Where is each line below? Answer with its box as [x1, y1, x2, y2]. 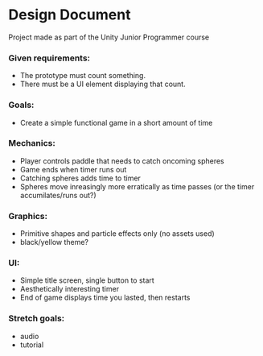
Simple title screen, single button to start [19, 275, 154, 285]
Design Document [8, 6, 131, 24]
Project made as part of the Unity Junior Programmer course [8, 32, 210, 42]
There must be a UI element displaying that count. [19, 79, 187, 89]
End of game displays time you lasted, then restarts [19, 292, 191, 303]
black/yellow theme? [19, 238, 89, 247]
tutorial [19, 340, 44, 350]
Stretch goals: [8, 313, 65, 324]
